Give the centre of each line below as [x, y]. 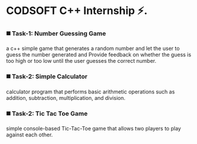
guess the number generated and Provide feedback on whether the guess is [99, 55]
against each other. [29, 135]
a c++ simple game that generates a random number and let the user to [93, 48]
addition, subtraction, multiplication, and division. [66, 98]
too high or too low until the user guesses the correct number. [81, 61]
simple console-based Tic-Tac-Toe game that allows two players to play [93, 129]
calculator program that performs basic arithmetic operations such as [91, 92]
